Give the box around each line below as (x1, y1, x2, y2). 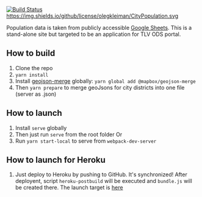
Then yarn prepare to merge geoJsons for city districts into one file (15, 84, 185, 91)
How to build (6, 48, 56, 59)
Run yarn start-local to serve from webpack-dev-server (15, 137, 157, 145)
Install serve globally (15, 124, 67, 131)
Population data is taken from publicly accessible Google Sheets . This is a (6, 24, 192, 31)
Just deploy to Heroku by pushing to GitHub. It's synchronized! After (15, 171, 187, 178)
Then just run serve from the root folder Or (15, 131, 123, 138)
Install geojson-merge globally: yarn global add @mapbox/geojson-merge (15, 77, 197, 85)
